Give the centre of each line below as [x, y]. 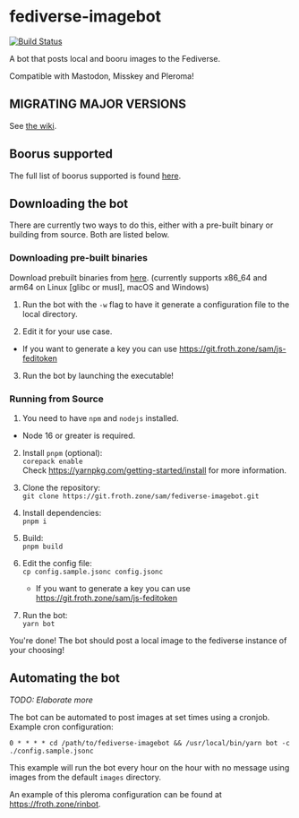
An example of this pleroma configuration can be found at [115, 794]
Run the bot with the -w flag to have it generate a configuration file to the [156, 304]
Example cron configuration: [61, 727]
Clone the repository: [61, 487]
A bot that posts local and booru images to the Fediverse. [115, 58]
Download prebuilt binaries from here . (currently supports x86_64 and [138, 277]
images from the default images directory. [85, 777]
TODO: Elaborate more [51, 700]
